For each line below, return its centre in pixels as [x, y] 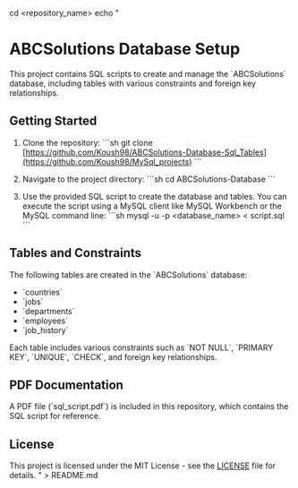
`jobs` [33, 301]
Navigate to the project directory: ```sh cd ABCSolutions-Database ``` [149, 179]
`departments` [48, 311]
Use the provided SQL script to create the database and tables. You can [155, 196]
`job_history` [45, 330]
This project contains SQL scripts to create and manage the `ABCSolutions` [148, 73]
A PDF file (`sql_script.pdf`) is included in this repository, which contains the [149, 407]
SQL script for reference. [55, 416]
